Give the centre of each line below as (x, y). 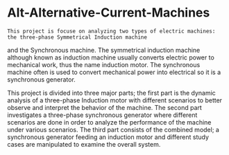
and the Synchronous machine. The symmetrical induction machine (104, 50)
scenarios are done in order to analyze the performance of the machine (109, 122)
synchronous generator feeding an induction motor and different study (108, 137)
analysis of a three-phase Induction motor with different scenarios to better (115, 100)
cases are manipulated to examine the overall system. (84, 144)
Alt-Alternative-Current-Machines (109, 13)
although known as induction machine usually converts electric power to (111, 57)
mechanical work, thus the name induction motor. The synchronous (104, 64)
